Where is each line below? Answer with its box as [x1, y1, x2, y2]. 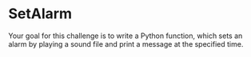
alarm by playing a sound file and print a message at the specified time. [8, 39, 244, 48]
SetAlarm [8, 5, 73, 23]
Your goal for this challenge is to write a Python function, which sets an [8, 31, 243, 40]
